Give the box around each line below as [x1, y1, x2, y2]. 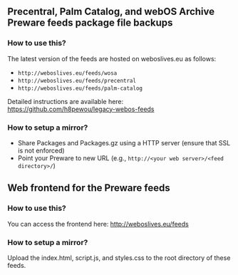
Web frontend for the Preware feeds [7, 182, 171, 194]
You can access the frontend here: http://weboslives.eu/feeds [7, 219, 189, 228]
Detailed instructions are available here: [7, 97, 124, 105]
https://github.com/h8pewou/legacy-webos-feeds [7, 105, 155, 113]
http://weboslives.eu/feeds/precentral [17, 77, 137, 84]
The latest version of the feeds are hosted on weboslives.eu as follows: [7, 54, 217, 63]
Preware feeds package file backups [7, 17, 173, 29]
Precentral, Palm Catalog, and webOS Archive [7, 6, 215, 18]
